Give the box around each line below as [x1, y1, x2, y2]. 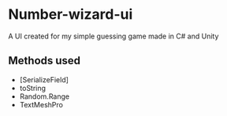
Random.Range [19, 92, 69, 101]
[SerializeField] [19, 74, 69, 84]
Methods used [8, 54, 81, 67]
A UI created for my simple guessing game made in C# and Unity [8, 31, 219, 41]
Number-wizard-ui [8, 5, 133, 24]
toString [19, 83, 46, 92]
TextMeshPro [19, 100, 63, 109]
